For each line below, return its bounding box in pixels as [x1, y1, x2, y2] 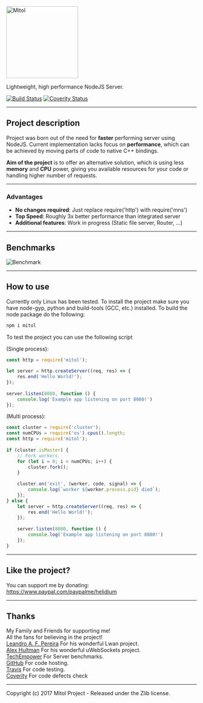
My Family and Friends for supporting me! [6, 627, 111, 635]
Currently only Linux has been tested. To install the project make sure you [6, 298, 190, 305]
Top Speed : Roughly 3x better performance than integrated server [14, 213, 181, 220]
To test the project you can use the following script [6, 333, 133, 341]
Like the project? [6, 565, 71, 576]
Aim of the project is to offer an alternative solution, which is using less [6, 159, 184, 166]
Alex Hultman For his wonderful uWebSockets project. [6, 647, 141, 654]
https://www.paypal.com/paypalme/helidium [6, 588, 117, 595]
